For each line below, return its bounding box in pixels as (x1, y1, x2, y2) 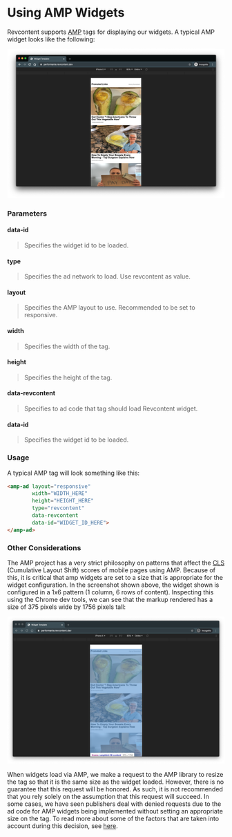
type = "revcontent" (32, 505, 85, 512)
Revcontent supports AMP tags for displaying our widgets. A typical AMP (7, 28, 215, 36)
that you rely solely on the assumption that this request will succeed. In (7, 792, 209, 800)
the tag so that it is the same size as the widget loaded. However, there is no (7, 778, 224, 786)
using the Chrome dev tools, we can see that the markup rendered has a (7, 596, 213, 604)
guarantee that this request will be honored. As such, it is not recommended (7, 784, 223, 793)
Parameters (7, 209, 47, 218)
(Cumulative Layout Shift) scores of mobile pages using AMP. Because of (7, 566, 216, 574)
